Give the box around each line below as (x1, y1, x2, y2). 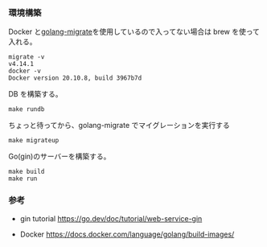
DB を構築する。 (8, 89, 63, 99)
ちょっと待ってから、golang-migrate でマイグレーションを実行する (8, 121, 231, 130)
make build (8, 167, 45, 176)
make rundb (8, 105, 45, 113)
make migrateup (8, 137, 60, 145)
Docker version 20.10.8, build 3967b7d (8, 74, 142, 82)
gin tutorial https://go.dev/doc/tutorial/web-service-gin (19, 213, 203, 223)
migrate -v (8, 53, 45, 61)
